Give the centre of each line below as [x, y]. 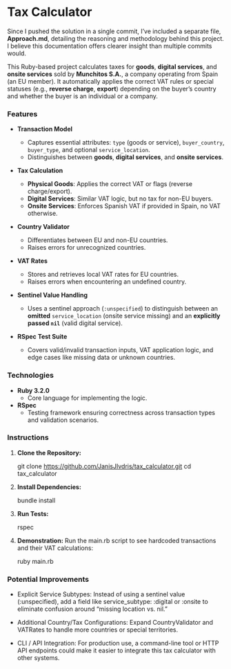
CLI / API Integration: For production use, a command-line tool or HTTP [118, 643]
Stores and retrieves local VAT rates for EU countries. [103, 275]
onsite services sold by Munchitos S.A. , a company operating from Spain [113, 74]
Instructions [28, 438]
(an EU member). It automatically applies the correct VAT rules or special [110, 81]
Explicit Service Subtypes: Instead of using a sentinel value [101, 594]
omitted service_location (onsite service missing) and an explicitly [124, 316]
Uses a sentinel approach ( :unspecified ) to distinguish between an [123, 309]
